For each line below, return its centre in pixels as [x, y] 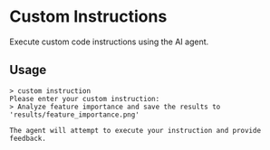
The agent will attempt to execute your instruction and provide [135, 130]
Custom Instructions [88, 17]
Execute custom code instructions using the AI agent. [109, 42]
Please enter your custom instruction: [85, 98]
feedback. [28, 138]
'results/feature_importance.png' [75, 115]
